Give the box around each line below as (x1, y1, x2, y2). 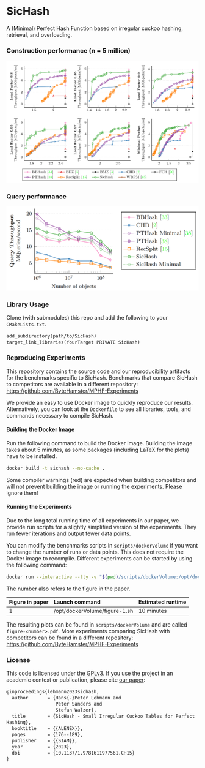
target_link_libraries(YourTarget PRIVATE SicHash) (6, 339, 140, 345)
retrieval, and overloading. (6, 31, 73, 38)
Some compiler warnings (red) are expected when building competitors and (6, 476, 197, 483)
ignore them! (6, 489, 38, 497)
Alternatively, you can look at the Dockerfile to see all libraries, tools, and (6, 405, 191, 413)
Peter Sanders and (55, 701, 103, 707)
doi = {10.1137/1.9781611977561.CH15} (12, 750, 135, 756)
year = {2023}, (12, 744, 72, 750)
